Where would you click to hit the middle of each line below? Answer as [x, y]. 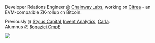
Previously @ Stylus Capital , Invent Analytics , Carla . [58, 21]
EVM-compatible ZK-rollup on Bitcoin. [44, 12]
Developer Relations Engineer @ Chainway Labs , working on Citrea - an [78, 7]
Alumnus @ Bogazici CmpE [33, 27]
